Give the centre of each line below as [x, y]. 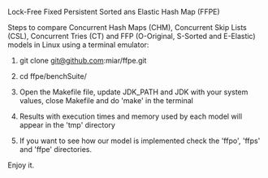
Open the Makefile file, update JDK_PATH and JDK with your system [134, 92]
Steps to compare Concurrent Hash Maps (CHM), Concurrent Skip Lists [127, 27]
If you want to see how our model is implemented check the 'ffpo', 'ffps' [140, 141]
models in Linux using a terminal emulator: [78, 45]
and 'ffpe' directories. [56, 149]
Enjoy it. [21, 165]
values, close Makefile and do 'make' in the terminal [106, 100]
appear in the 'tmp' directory [67, 125]
